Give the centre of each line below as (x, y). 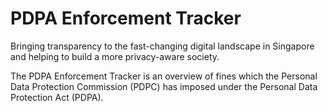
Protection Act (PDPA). (57, 97)
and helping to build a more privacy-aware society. (115, 56)
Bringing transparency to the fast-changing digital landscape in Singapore (162, 46)
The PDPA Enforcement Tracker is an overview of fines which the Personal (164, 76)
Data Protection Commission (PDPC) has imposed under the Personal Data (164, 86)
